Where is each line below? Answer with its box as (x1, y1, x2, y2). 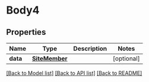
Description (73, 45, 107, 53)
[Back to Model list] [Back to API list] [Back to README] (6, 70, 142, 77)
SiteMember (31, 54, 68, 63)
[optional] (112, 54, 141, 63)
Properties (6, 27, 46, 37)
